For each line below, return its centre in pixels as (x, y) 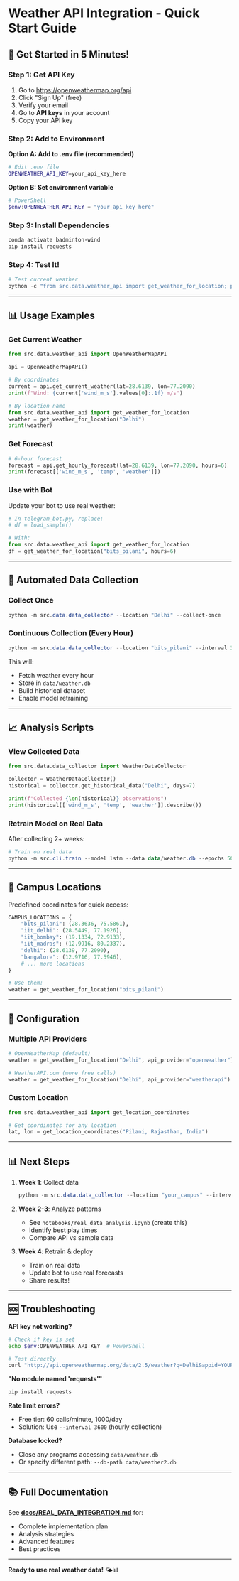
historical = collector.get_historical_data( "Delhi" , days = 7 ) (102, 786)
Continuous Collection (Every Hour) (71, 633)
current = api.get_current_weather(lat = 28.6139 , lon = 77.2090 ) (102, 387)
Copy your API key (45, 120)
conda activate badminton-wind (54, 239)
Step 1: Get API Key (41, 75)
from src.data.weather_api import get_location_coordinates (99, 1112)
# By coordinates (34, 380)
